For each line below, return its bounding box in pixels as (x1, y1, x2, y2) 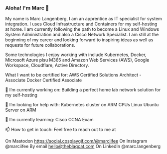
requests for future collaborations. (5, 42, 76, 48)
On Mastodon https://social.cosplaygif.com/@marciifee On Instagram (5, 138, 148, 144)
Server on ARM (5, 107, 36, 113)
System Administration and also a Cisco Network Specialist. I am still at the (5, 32, 159, 38)
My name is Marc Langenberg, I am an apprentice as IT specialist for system (5, 16, 162, 22)
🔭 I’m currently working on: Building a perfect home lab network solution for (5, 87, 161, 93)
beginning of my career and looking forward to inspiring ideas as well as (5, 37, 154, 43)
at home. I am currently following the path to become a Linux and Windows (5, 26, 160, 32)
